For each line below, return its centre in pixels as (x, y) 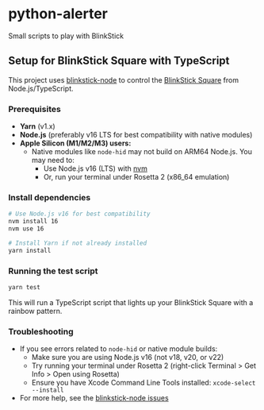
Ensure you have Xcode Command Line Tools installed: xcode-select (143, 383)
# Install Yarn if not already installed (78, 243)
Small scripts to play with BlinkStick (66, 36)
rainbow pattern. (35, 311)
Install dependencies (50, 197)
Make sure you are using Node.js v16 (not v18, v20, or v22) (128, 358)
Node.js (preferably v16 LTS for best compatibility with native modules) (136, 135)
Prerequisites (34, 109)
